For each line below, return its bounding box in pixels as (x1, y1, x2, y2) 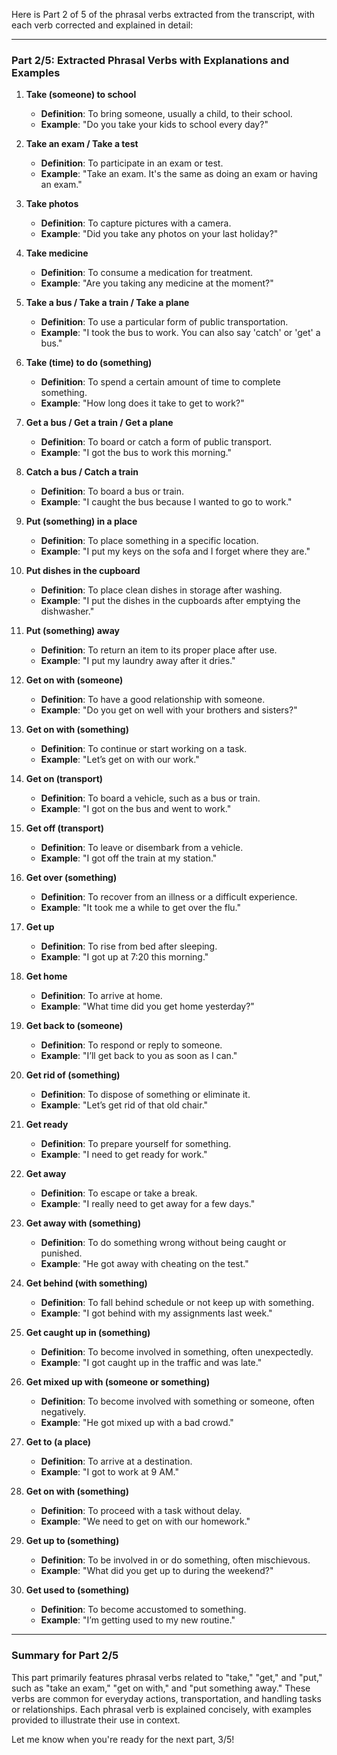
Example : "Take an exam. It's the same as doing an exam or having (40, 168, 318, 180)
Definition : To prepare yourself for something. (40, 1138, 232, 1150)
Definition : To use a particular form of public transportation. (40, 316, 289, 328)
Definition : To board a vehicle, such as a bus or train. (40, 792, 261, 804)
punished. (40, 1247, 83, 1259)
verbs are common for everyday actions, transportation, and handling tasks (11, 1692, 322, 1704)
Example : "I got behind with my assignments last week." (40, 1307, 273, 1319)
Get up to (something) (25, 1535, 120, 1547)
